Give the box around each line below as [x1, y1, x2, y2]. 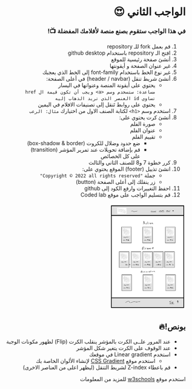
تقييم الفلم [131, 133, 156, 141]
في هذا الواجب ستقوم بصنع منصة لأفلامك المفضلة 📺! [47, 27, 186, 35]
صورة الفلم [130, 120, 156, 127]
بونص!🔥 [159, 322, 186, 332]
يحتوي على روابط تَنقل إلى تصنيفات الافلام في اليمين [38, 101, 156, 108]
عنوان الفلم [130, 127, 156, 134]
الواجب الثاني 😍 [113, 5, 186, 19]
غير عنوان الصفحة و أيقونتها [109, 63, 171, 70]
